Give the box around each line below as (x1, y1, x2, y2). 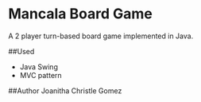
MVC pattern (19, 70, 62, 80)
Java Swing (19, 61, 58, 72)
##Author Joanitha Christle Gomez (8, 85, 122, 96)
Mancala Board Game (8, 5, 153, 23)
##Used (8, 46, 35, 56)
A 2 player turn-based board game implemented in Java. (8, 31, 194, 41)
